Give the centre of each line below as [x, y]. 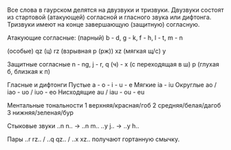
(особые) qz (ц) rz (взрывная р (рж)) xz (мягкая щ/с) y [87, 51]
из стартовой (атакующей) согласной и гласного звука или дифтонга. [109, 17]
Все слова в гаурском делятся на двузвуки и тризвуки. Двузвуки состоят [115, 10]
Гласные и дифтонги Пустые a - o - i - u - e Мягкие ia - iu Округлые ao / [112, 85]
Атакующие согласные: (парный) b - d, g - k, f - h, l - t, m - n [95, 38]
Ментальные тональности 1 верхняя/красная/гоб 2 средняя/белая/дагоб [114, 105]
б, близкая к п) [29, 72]
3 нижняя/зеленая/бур [41, 113]
